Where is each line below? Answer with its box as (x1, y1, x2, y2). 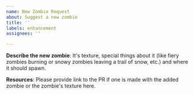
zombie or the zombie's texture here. (6, 82, 96, 89)
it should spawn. (6, 64, 46, 72)
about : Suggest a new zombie (6, 14, 78, 20)
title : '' (6, 20, 31, 25)
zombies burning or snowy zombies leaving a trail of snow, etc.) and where (6, 59, 189, 66)
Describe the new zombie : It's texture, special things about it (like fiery (6, 52, 179, 59)
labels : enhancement (6, 25, 57, 31)
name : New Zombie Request (6, 8, 70, 15)
